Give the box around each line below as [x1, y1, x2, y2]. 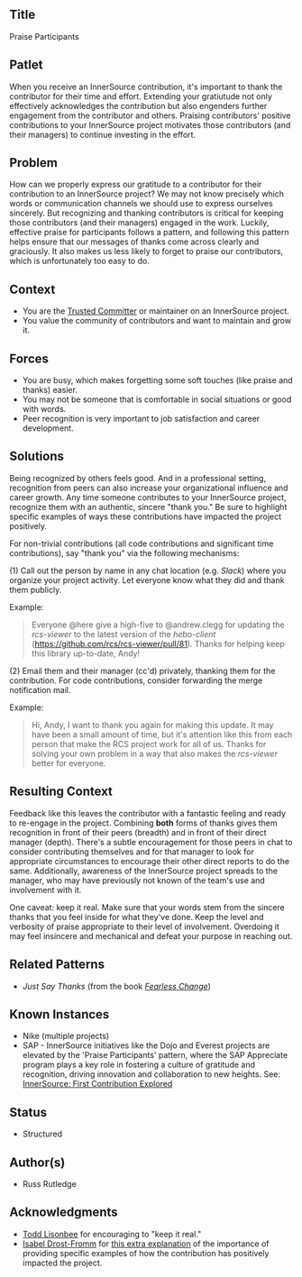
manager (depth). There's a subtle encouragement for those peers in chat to [9, 836, 293, 847]
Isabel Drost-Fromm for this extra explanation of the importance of [22, 1238, 270, 1249]
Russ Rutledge [22, 1178, 77, 1189]
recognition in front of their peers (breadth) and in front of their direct [9, 826, 268, 837]
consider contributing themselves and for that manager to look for [9, 846, 254, 857]
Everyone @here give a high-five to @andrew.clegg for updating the [31, 619, 286, 630]
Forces [9, 351, 50, 366]
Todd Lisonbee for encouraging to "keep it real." [22, 1228, 202, 1239]
